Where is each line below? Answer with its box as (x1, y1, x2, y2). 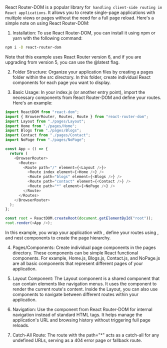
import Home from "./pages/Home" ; (5, 123, 77, 128)
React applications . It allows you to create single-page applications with (5, 9, 155, 15)
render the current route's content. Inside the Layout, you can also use (12, 286, 158, 292)
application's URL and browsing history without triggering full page (12, 317, 151, 323)
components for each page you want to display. (12, 79, 111, 85)
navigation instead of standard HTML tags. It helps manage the (12, 312, 142, 317)
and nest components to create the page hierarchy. (5, 235, 111, 240)
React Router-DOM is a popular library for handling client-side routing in (5, 4, 162, 10)
